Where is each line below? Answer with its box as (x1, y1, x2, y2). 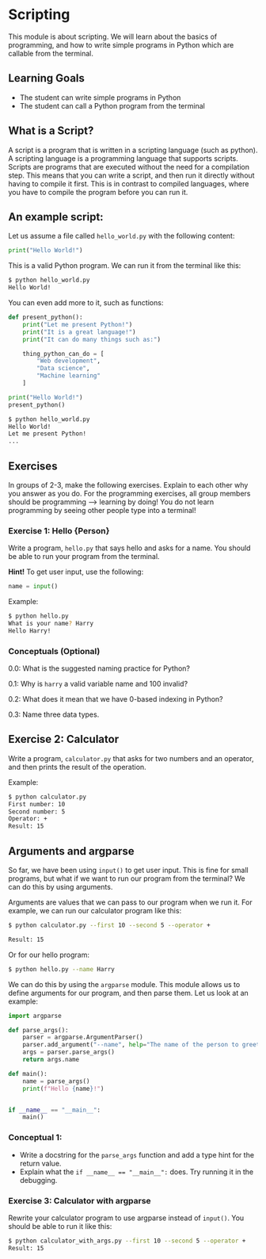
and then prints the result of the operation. (8, 762, 146, 771)
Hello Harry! (8, 626, 51, 635)
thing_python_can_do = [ (22, 350, 104, 358)
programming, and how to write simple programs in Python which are (8, 40, 234, 49)
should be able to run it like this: (8, 1221, 112, 1230)
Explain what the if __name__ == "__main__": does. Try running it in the (19, 1167, 254, 1177)
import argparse (8, 1012, 62, 1020)
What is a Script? (8, 124, 94, 138)
